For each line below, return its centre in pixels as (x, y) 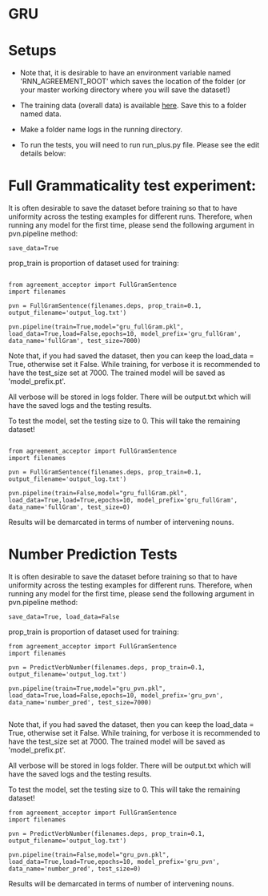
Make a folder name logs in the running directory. (101, 130)
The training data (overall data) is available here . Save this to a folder (133, 106)
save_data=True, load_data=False (64, 617)
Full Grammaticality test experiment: (132, 186)
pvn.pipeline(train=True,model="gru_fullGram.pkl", (96, 327)
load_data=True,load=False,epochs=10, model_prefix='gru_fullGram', (125, 334)
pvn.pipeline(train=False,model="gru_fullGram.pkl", (98, 494)
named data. (40, 114)
